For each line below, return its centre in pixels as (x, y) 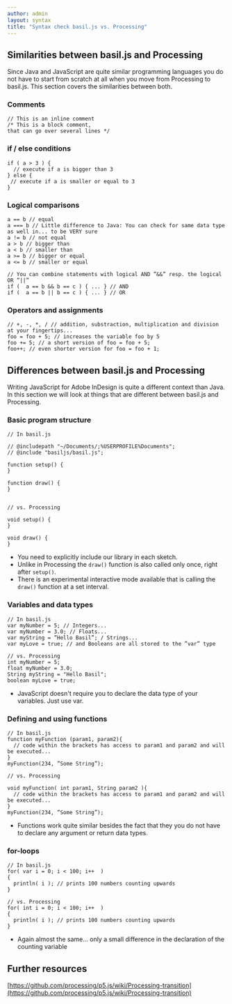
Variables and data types (50, 605)
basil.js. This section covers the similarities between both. (90, 86)
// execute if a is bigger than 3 (63, 169)
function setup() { (35, 465)
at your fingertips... (40, 331)
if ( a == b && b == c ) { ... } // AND (68, 287)
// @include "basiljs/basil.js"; (56, 453)
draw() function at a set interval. (63, 587)
